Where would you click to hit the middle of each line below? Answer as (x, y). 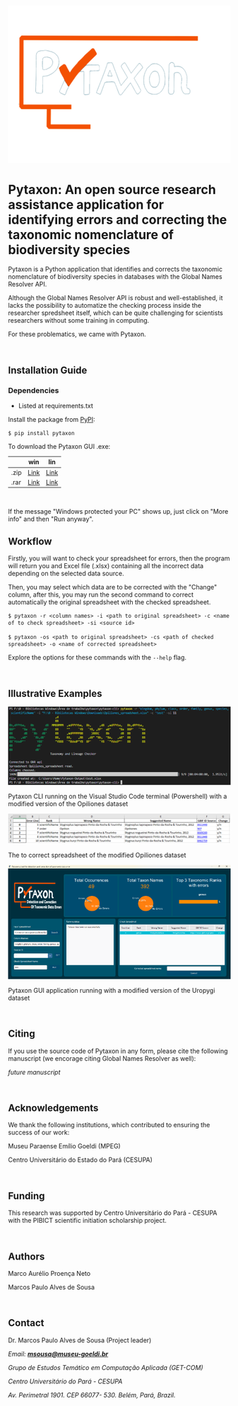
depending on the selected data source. (66, 574)
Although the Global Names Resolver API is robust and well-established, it (115, 298)
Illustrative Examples (55, 693)
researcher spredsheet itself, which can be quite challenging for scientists (115, 313)
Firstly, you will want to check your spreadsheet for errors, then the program (119, 558)
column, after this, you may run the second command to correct (101, 595)
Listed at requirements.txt (56, 405)
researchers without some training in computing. (79, 321)
